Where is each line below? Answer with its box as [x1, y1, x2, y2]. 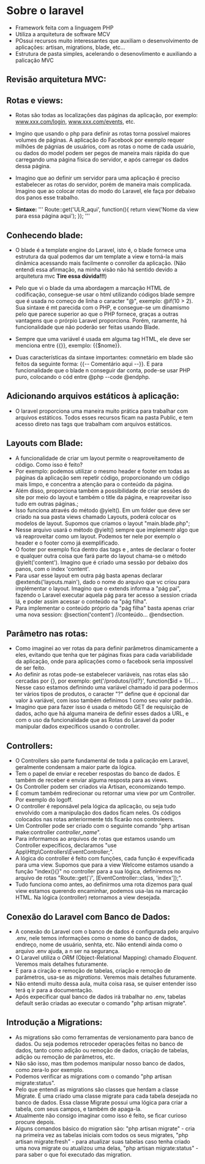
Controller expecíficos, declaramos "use [15, 841, 117, 849]
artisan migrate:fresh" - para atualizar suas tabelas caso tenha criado [15, 1138, 191, 1145]
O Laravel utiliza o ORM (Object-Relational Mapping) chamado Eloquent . [15, 954, 198, 962]
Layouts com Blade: [6, 438, 84, 448]
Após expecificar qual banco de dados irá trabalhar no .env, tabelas [15, 993, 187, 1000]
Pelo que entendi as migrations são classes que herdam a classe [15, 1086, 179, 1093]
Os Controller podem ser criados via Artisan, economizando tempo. [15, 783, 185, 791]
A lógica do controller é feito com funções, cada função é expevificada [15, 855, 195, 862]
